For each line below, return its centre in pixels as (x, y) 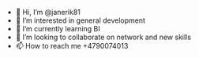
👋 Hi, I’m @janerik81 (48, 12)
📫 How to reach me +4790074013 (72, 46)
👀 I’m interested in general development (81, 20)
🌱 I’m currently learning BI (58, 29)
